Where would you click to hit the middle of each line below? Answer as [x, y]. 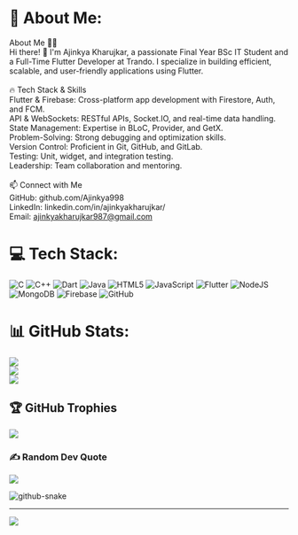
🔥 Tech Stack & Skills [48, 89]
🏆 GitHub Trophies [63, 408]
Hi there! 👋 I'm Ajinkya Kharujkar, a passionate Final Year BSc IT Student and [149, 51]
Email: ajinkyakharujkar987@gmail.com [81, 216]
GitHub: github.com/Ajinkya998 [67, 198]
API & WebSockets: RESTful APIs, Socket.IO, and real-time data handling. [143, 118]
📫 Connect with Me [46, 184]
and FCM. [27, 109]
